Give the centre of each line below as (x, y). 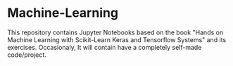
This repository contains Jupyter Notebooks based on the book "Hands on (115, 32)
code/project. (27, 55)
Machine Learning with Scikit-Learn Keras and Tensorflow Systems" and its (117, 39)
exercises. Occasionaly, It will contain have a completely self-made (105, 47)
